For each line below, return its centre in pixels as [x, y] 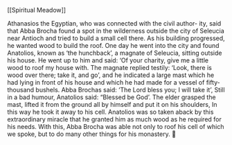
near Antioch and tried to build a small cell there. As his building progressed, [116, 38]
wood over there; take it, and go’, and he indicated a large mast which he [111, 75]
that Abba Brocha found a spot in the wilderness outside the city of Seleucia [116, 31]
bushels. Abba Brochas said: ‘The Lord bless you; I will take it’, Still [130, 90]
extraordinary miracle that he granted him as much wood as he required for [114, 119]
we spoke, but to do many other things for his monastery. [89, 134]
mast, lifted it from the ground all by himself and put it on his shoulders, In [112, 104]
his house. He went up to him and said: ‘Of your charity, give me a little [108, 60]
